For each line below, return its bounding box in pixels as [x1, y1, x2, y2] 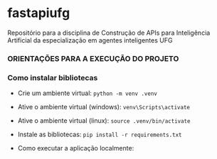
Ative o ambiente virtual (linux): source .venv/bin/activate [17, 116, 191, 125]
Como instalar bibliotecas [7, 72, 98, 82]
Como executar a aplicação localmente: [17, 144, 134, 153]
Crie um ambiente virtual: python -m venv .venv [17, 89, 158, 97]
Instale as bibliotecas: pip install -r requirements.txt [17, 130, 183, 139]
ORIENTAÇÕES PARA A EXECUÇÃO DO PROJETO [7, 53, 179, 63]
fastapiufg [7, 5, 70, 21]
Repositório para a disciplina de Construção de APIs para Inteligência [7, 28, 211, 37]
